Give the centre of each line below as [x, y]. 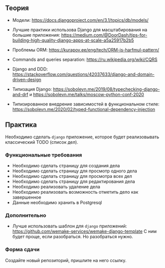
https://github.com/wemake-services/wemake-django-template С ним [84, 231]
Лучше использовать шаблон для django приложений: [70, 226]
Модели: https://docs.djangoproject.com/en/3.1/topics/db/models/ [80, 20]
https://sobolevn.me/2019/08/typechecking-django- [106, 89]
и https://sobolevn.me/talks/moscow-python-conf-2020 [87, 94]
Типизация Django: [32, 89]
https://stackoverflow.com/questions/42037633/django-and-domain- [83, 74]
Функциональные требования [44, 155]
